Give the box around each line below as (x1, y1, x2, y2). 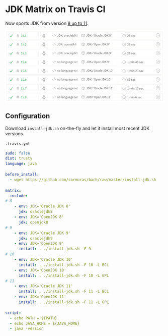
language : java (5, 161, 37, 166)
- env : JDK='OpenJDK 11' (14, 294, 66, 300)
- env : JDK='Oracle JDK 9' (14, 231, 71, 236)
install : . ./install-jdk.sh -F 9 (18, 246, 92, 252)
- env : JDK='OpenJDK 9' (14, 241, 64, 246)
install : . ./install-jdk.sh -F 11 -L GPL (18, 300, 109, 305)
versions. (5, 130, 24, 137)
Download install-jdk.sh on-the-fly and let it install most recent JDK (5, 125, 150, 131)
